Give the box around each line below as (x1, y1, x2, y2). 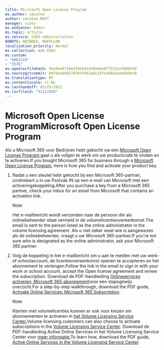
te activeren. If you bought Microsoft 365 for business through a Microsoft (5, 158, 154, 163)
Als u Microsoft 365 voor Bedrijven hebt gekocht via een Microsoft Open (5, 147, 151, 153)
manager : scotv (5, 21, 36, 26)
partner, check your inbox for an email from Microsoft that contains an (12, 188, 154, 194)
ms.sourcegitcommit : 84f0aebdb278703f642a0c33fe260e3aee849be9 (5, 71, 137, 76)
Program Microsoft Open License (5, 120, 141, 132)
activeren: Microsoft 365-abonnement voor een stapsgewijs (12, 279, 132, 284)
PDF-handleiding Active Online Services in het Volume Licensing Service (12, 329, 159, 335)
